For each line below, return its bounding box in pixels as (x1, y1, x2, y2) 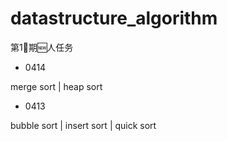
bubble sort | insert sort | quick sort (10, 119, 157, 131)
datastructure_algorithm (10, 7, 218, 30)
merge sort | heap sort (10, 80, 103, 92)
